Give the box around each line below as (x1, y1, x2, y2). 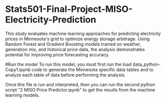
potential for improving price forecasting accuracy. (5, 51, 110, 58)
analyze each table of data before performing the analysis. (5, 72, 126, 78)
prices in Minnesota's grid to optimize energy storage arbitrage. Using (5, 36, 150, 42)
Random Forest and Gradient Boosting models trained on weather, (5, 41, 141, 47)
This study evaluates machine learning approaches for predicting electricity (5, 30, 161, 36)
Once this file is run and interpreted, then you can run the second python (5, 81, 155, 88)
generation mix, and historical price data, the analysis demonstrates (5, 46, 145, 52)
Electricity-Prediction (5, 14, 96, 25)
